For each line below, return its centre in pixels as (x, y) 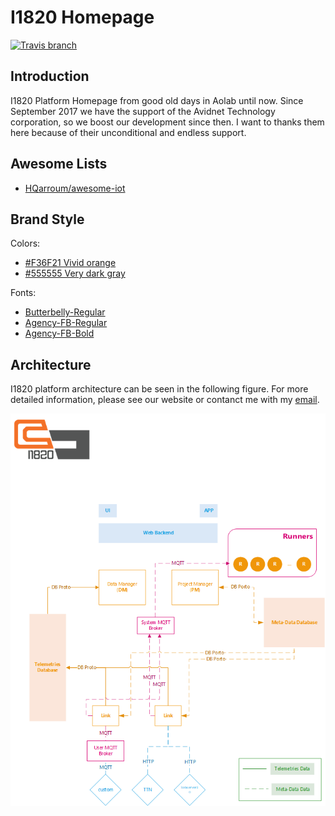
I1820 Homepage (82, 17)
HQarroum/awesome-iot (75, 188)
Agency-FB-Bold (59, 333)
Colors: (25, 243)
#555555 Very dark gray (75, 273)
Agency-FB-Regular (66, 323)
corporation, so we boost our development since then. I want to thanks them (167, 122)
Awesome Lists (59, 164)
